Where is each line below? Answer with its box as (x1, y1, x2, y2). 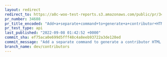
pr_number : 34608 (4, 16, 41, 21)
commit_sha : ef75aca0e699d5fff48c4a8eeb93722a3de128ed (4, 35, 121, 40)
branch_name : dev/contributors (4, 44, 70, 49)
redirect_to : (4, 12, 32, 17)
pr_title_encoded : (4, 21, 43, 26)
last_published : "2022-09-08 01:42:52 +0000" (4, 30, 101, 35)
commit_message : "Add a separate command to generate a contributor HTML (4, 40, 162, 45)
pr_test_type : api (4, 26, 43, 31)
